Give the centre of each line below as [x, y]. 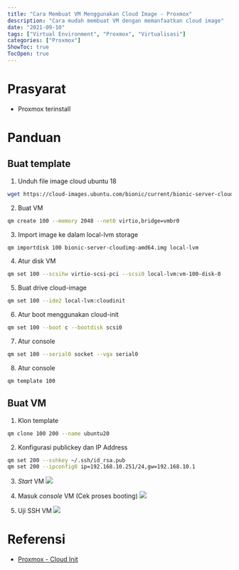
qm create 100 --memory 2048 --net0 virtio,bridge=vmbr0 [94, 221]
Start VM [31, 482]
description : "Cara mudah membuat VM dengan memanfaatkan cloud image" [116, 21]
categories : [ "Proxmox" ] [44, 41]
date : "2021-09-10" [36, 27]
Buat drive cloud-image [52, 288]
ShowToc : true [28, 47]
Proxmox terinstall [44, 108]
